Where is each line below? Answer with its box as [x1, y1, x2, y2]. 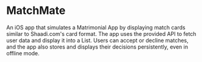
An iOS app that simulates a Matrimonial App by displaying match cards [6, 24, 186, 31]
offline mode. [6, 49, 40, 57]
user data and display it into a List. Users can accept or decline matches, [6, 36, 189, 44]
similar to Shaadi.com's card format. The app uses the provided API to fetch [6, 30, 197, 37]
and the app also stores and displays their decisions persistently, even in [6, 43, 189, 50]
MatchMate [6, 4, 66, 18]
